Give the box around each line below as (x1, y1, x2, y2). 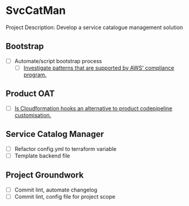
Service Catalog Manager (5, 129, 104, 139)
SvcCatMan (5, 4, 66, 18)
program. (23, 71, 47, 78)
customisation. (14, 111, 51, 119)
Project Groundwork (5, 170, 84, 181)
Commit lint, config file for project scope (14, 193, 116, 200)
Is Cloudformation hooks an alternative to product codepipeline (14, 104, 173, 112)
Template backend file (14, 152, 70, 159)
